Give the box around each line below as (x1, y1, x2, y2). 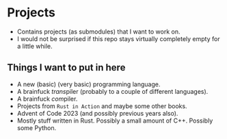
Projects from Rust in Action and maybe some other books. (16, 101, 187, 110)
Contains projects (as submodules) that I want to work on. (16, 27, 181, 36)
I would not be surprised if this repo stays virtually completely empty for (16, 34, 220, 42)
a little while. (16, 42, 53, 50)
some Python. (16, 123, 57, 131)
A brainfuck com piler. (16, 94, 78, 103)
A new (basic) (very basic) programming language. (16, 80, 161, 88)
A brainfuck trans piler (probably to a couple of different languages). (16, 87, 209, 95)
